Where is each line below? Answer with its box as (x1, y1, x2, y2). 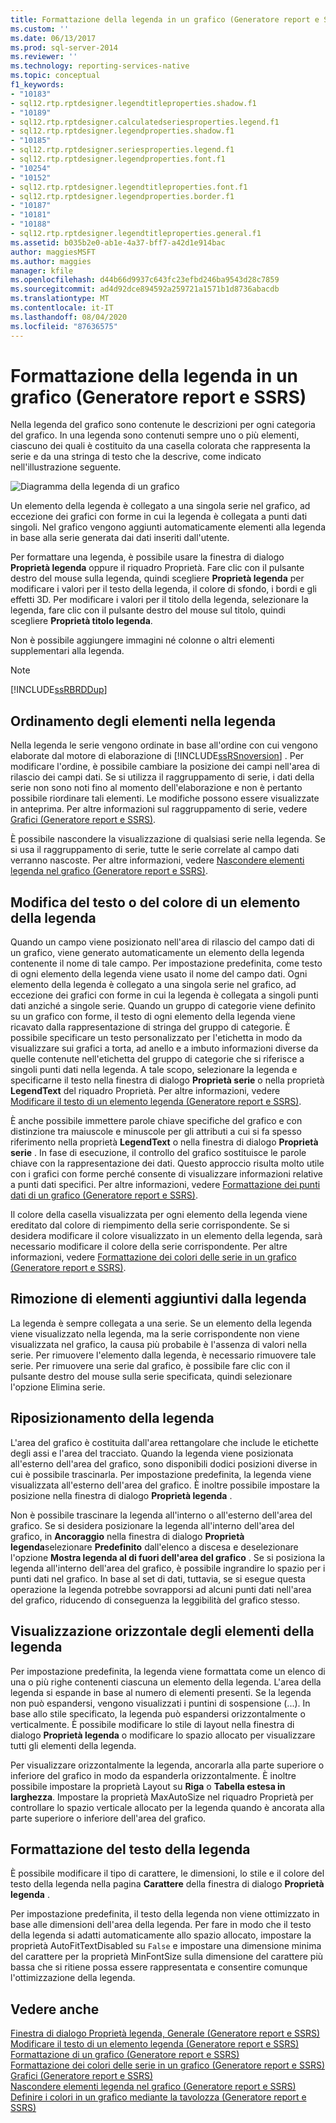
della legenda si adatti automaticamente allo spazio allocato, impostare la (10, 1929, 312, 1941)
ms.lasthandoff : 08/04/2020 (10, 312, 128, 322)
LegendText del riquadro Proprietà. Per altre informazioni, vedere (10, 1085, 281, 1097)
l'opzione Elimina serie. (10, 1381, 106, 1393)
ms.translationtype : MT (10, 294, 110, 304)
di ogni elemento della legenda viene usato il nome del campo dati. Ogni (10, 968, 308, 980)
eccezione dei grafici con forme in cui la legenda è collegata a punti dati (10, 511, 308, 523)
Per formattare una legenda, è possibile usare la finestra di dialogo (10, 551, 285, 563)
